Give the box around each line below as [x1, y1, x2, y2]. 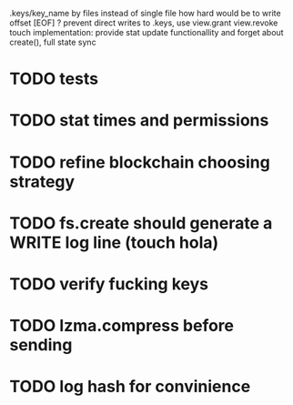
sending [9, 335, 73, 356]
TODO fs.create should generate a [9, 213, 273, 233]
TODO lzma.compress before [9, 316, 235, 336]
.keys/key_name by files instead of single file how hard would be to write [9, 8, 281, 18]
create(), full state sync [9, 36, 97, 47]
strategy [9, 171, 76, 192]
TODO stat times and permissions [9, 110, 269, 131]
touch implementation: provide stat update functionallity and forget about [9, 27, 284, 37]
